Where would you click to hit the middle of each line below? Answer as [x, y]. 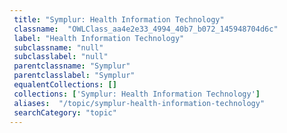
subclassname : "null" [58, 47]
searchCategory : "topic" [65, 112]
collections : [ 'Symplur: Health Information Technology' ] [137, 94]
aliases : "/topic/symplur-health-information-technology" [139, 103]
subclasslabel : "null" [61, 57]
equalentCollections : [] [65, 85]
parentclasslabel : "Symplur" [74, 76]
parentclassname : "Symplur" [72, 66]
